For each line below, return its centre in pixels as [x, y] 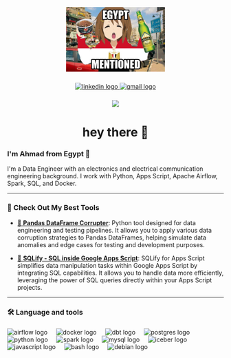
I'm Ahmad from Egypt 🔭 [49, 154]
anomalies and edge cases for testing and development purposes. [111, 244]
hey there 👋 [115, 133]
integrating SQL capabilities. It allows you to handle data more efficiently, [120, 273]
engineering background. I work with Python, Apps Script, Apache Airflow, [112, 176]
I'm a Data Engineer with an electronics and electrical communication [105, 169]
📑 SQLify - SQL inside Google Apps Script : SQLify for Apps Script [111, 258]
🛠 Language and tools [45, 312]
